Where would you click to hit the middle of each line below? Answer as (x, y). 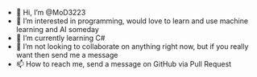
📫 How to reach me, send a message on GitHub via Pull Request (124, 64)
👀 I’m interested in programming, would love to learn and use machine (132, 21)
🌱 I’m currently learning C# (60, 38)
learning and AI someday (57, 29)
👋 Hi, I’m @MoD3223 (51, 12)
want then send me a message (67, 55)
